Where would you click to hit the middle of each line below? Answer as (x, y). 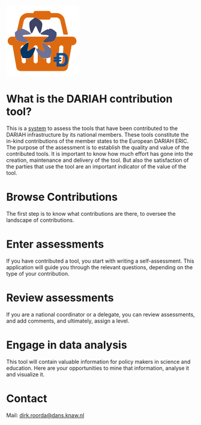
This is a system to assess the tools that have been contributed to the (92, 128)
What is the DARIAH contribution (89, 99)
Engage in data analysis (67, 345)
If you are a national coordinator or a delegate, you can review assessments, (100, 314)
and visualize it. (25, 374)
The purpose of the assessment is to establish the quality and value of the (98, 147)
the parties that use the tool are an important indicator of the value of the (96, 166)
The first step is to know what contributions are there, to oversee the (91, 213)
